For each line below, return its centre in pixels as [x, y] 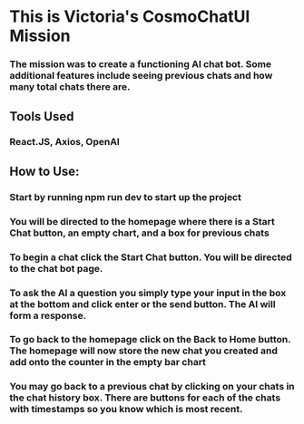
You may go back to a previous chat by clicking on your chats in [152, 387]
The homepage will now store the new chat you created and [144, 351]
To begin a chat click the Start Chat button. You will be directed [151, 257]
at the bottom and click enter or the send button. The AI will [142, 304]
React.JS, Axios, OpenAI [64, 142]
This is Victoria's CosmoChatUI [130, 17]
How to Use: [44, 171]
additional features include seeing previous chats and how [141, 76]
